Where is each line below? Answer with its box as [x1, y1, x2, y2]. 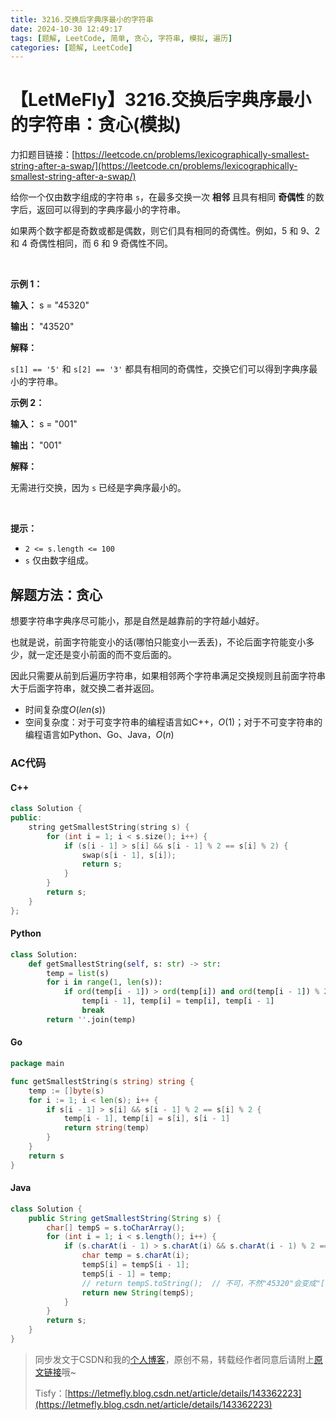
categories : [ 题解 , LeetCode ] [10, 42, 133, 53]
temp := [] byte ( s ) [28, 1086, 105, 1096]
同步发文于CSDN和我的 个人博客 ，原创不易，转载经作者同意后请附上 [34, 1353, 315, 1365]
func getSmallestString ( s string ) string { [10, 1076, 195, 1086]
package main [10, 1059, 65, 1069]
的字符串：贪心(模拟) [10, 114, 182, 136]
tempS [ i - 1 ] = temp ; [81, 1269, 172, 1279]
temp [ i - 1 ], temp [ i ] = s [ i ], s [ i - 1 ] [63, 1114, 231, 1124]
